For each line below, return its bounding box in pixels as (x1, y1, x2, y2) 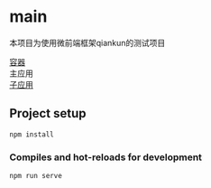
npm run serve (9, 172, 63, 181)
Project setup (9, 106, 87, 121)
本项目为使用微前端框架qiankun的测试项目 (9, 37, 166, 48)
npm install (9, 129, 54, 139)
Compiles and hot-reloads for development (9, 151, 203, 164)
